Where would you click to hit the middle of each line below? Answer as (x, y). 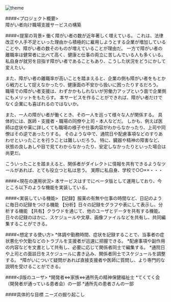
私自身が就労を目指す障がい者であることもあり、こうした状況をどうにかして (86, 61)
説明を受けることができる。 (34, 266)
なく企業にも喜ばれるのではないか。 (43, 104)
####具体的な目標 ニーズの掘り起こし (45, 294)
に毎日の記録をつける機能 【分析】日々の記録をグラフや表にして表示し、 (82, 205)
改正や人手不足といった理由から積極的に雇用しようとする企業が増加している (86, 42)
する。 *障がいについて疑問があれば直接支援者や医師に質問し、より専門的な (85, 260)
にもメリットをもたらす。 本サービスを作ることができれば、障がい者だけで (84, 97)
